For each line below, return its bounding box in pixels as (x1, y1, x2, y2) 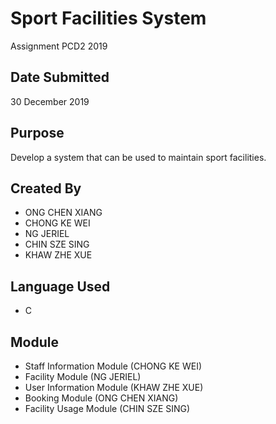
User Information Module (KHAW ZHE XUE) (24, 382, 204, 393)
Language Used (10, 278, 111, 295)
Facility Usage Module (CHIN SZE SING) (24, 403, 191, 414)
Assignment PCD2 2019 (10, 40, 108, 52)
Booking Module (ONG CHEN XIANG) (24, 392, 179, 404)
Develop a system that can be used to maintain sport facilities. (10, 151, 267, 163)
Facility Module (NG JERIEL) (24, 371, 142, 382)
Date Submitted (10, 69, 110, 86)
